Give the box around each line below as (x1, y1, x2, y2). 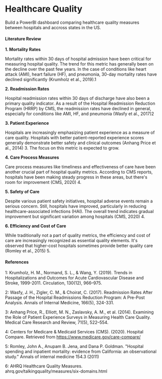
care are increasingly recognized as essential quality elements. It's (5, 238, 138, 244)
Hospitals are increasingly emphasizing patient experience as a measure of (5, 130, 155, 135)
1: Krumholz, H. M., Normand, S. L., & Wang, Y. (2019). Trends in (5, 270, 133, 276)
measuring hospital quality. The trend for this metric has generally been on (5, 61, 154, 67)
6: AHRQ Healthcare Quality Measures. (5, 363, 83, 369)
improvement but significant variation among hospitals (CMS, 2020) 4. (5, 214, 145, 219)
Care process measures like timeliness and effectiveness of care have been (5, 164, 156, 170)
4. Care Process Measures (5, 154, 59, 161)
